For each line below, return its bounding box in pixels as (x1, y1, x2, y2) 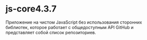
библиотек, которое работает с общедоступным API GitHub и (5, 24, 134, 30)
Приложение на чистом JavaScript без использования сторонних (5, 19, 142, 25)
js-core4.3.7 (5, 3, 57, 14)
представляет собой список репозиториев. (5, 29, 97, 35)
